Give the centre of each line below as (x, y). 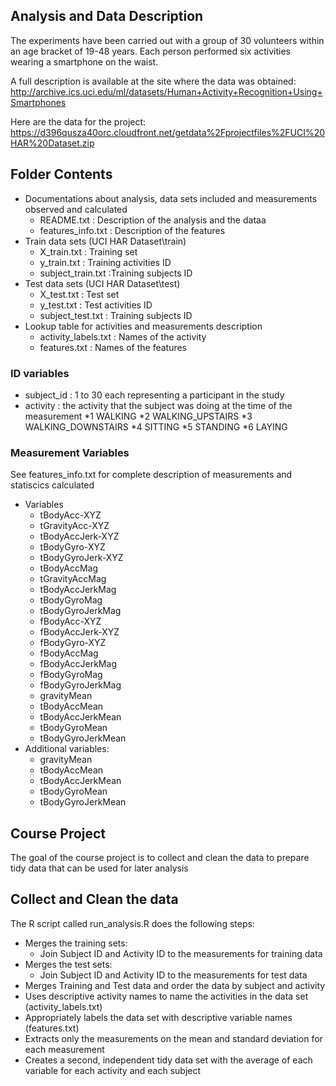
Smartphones (38, 102)
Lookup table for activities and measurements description (143, 326)
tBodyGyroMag (71, 600)
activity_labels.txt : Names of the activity (123, 336)
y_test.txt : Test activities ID (96, 305)
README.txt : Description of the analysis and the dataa (153, 220)
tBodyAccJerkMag (78, 590)
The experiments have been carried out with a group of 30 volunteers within (167, 40)
